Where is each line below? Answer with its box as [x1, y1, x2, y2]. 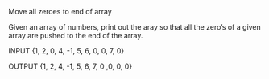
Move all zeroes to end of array [8, 7, 113, 16]
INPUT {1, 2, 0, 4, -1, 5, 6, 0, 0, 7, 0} [8, 46, 125, 55]
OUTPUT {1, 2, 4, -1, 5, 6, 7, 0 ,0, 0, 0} [8, 61, 133, 71]
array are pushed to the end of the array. [8, 31, 143, 40]
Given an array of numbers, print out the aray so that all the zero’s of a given [8, 22, 262, 31]
